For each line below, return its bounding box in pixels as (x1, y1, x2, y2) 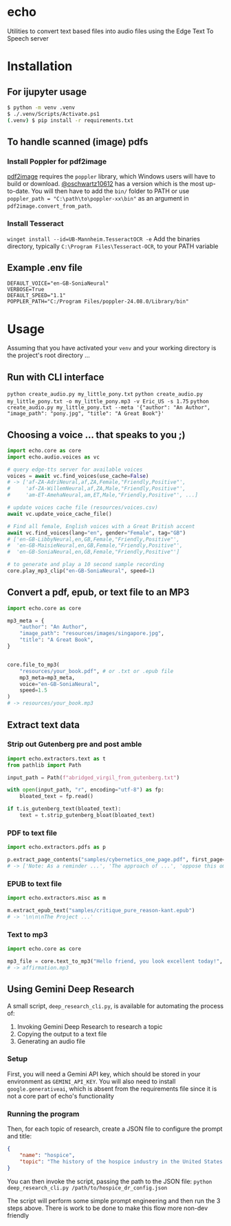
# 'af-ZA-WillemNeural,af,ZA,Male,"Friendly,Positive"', (7, 485, 186, 492)
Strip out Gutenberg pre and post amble (7, 739, 142, 749)
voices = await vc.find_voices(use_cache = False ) (7, 472, 149, 479)
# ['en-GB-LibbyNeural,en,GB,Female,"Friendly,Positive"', (7, 536, 180, 543)
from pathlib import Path (7, 761, 81, 769)
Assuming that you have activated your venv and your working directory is (7, 344, 217, 352)
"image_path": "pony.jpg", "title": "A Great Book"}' (7, 410, 165, 417)
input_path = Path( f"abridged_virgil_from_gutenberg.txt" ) (7, 774, 180, 781)
